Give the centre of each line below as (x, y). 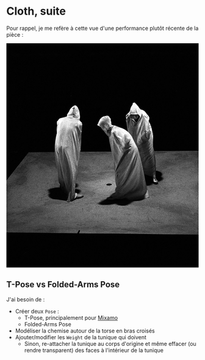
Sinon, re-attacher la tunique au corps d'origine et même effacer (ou (110, 343)
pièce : (15, 34)
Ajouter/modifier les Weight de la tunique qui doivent (81, 337)
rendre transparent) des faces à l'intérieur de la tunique (94, 350)
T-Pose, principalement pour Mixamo (71, 318)
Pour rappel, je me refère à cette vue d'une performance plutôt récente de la (103, 28)
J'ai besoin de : (26, 299)
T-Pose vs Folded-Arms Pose (63, 285)
